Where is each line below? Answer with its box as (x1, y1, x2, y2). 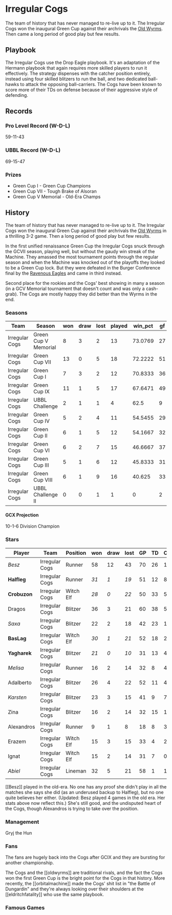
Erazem (8, 738, 27, 745)
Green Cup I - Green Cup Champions (12, 183, 91, 189)
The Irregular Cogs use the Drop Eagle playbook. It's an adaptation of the (5, 59, 160, 66)
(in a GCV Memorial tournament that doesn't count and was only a (5, 285, 145, 292)
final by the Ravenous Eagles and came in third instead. (5, 270, 122, 276)
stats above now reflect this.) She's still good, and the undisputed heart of (5, 800, 162, 806)
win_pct (133, 322, 154, 329)
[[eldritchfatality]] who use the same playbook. (5, 891, 104, 898)
